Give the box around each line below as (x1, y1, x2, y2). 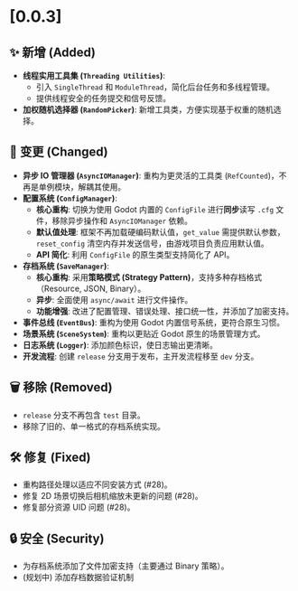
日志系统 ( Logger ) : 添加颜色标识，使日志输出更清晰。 (22, 339, 219, 350)
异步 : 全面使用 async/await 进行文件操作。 (35, 294, 193, 305)
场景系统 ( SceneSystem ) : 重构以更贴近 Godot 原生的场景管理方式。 (22, 328, 265, 339)
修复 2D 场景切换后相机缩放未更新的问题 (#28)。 (22, 491, 203, 502)
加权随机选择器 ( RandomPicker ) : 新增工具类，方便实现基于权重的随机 (22, 104, 274, 115)
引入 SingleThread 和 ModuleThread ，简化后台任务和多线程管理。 (35, 81, 275, 92)
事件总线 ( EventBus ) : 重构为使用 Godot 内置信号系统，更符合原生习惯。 (22, 316, 285, 327)
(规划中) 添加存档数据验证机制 (22, 572, 134, 583)
